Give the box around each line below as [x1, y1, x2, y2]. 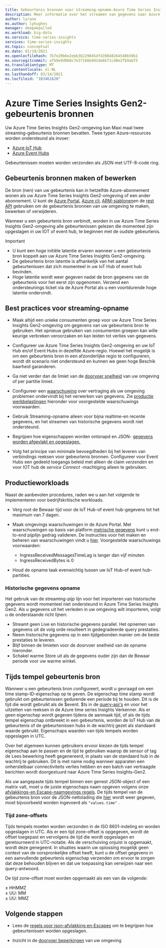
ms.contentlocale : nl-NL [5, 67, 56, 72]
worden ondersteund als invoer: [5, 135, 70, 141]
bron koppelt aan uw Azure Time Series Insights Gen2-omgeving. [12, 253, 146, 259]
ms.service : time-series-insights [5, 35, 77, 40]
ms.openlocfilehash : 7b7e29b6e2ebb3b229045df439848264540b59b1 [5, 53, 138, 58]
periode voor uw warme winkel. [12, 658, 77, 664]
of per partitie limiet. [12, 379, 54, 385]
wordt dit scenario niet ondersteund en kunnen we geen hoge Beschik [12, 358, 156, 364]
